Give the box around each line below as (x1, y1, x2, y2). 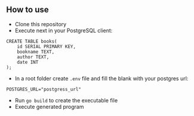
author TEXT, (17, 54, 50, 60)
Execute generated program (14, 103, 84, 110)
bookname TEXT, (17, 49, 55, 55)
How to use (6, 5, 49, 15)
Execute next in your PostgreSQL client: (14, 27, 113, 34)
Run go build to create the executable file (14, 96, 118, 104)
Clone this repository (14, 20, 67, 27)
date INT (17, 59, 39, 65)
